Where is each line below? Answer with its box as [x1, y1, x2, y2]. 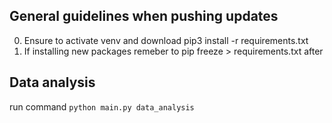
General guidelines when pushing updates [9, 8, 279, 25]
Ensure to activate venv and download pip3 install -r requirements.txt [23, 34, 309, 46]
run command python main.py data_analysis [9, 100, 195, 113]
